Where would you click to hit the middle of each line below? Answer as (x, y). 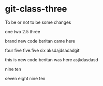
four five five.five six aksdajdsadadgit (42, 50)
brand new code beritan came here (40, 41)
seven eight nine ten (25, 78)
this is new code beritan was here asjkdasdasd (51, 59)
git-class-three (36, 9)
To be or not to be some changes (38, 22)
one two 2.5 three (22, 31)
